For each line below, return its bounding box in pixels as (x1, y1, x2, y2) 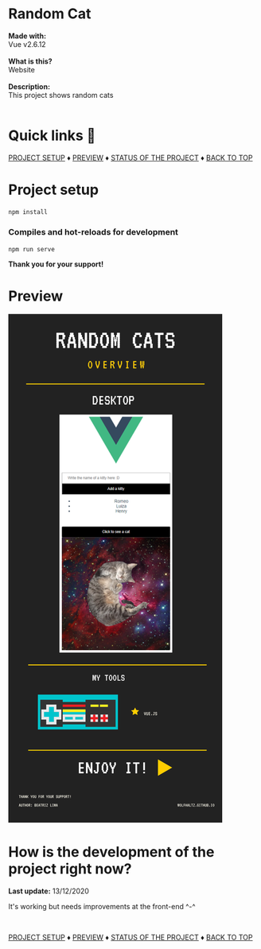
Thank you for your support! (8, 259, 104, 269)
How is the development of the (8, 843, 215, 861)
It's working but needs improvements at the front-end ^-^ (8, 901, 197, 911)
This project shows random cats (8, 90, 114, 99)
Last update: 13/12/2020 (8, 886, 90, 896)
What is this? (8, 56, 53, 66)
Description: (8, 81, 50, 91)
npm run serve (8, 246, 56, 254)
